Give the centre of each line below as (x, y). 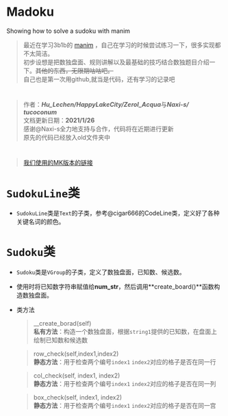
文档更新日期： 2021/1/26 (59, 120)
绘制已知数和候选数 (61, 340)
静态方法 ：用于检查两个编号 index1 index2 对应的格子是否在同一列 (125, 384)
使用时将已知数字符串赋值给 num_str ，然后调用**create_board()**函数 (115, 287)
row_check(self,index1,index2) (76, 354)
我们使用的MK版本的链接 (58, 163)
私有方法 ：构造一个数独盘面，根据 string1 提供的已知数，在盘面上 (125, 332)
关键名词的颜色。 (40, 222)
